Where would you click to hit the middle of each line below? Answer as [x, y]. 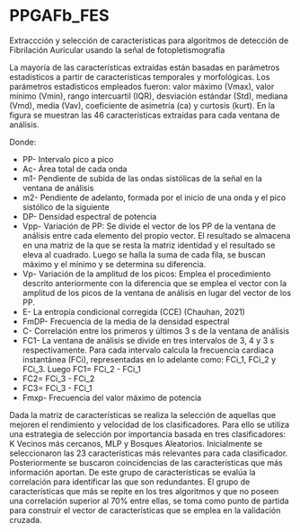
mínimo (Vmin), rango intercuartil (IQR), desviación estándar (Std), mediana [149, 96]
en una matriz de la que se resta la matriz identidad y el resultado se [149, 245]
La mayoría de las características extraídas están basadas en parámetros [145, 67]
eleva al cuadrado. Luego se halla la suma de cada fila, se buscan [144, 254]
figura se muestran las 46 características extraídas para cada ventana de [145, 115]
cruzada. [26, 519]
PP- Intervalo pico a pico [68, 159]
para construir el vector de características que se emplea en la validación [145, 510]
